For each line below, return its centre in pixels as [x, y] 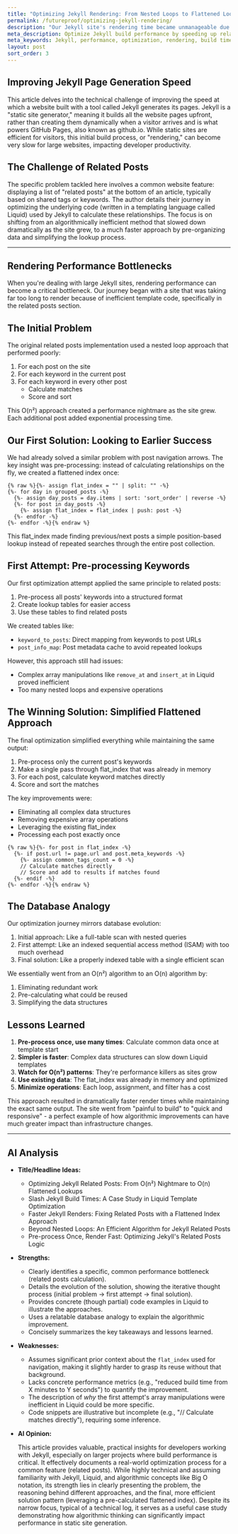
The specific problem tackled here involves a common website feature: [111, 184]
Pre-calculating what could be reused [73, 995]
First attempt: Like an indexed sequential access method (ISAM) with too [123, 945]
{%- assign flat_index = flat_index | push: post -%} [101, 510]
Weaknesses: [38, 1346]
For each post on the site [54, 367]
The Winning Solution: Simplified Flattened [104, 712]
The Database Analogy [59, 906]
